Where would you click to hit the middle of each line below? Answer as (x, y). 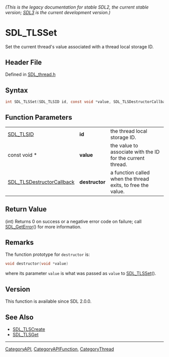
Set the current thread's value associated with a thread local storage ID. (79, 47)
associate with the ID (135, 152)
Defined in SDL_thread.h (30, 74)
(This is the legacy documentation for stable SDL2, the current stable (77, 7)
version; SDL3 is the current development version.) (58, 12)
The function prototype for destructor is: (48, 254)
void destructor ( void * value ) (37, 264)
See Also (19, 317)
